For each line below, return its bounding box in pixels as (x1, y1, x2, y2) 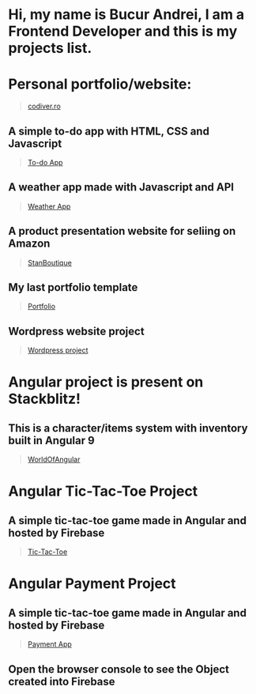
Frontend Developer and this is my (8, 22, 238, 40)
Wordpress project (27, 345, 88, 355)
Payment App (27, 639, 73, 649)
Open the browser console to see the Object (8, 662, 229, 676)
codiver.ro (27, 101, 61, 111)
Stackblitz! (8, 390, 81, 408)
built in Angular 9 (8, 433, 95, 447)
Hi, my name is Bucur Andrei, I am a (8, 6, 245, 24)
